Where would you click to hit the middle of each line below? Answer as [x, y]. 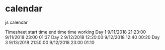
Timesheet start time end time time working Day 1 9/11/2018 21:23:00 [76, 32]
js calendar [17, 22]
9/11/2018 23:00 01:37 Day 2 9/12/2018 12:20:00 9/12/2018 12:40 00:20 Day [82, 37]
